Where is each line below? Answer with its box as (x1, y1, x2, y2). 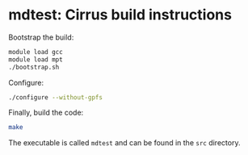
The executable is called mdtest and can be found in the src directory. (8, 138, 241, 148)
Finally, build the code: (8, 107, 84, 118)
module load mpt (8, 55, 63, 64)
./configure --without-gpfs (8, 93, 103, 102)
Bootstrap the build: (8, 32, 74, 42)
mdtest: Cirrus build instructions (8, 6, 233, 24)
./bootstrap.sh (8, 63, 60, 71)
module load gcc (8, 48, 63, 56)
